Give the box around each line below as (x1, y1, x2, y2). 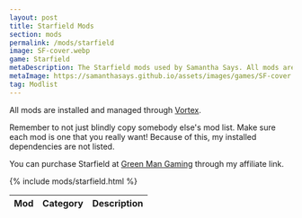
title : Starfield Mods (9, 22, 94, 31)
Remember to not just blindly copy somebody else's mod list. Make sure (9, 122, 276, 133)
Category (41, 196, 84, 209)
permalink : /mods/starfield (9, 38, 115, 48)
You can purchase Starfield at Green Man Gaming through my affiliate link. (9, 158, 285, 169)
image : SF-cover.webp (9, 47, 91, 56)
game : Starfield (9, 55, 70, 64)
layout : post (9, 13, 58, 22)
